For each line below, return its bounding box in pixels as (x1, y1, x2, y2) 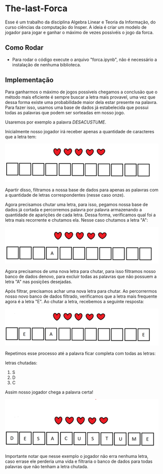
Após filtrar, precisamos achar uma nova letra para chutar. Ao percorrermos (5, 288, 157, 294)
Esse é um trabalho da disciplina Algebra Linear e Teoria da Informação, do (5, 19, 156, 25)
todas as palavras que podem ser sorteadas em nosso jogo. (5, 109, 125, 115)
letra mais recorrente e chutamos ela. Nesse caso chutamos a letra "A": (5, 217, 148, 223)
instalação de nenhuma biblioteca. (12, 62, 81, 67)
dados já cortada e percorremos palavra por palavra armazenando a (5, 206, 142, 212)
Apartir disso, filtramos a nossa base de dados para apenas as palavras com (5, 186, 159, 193)
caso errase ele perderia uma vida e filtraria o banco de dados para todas (5, 458, 153, 464)
